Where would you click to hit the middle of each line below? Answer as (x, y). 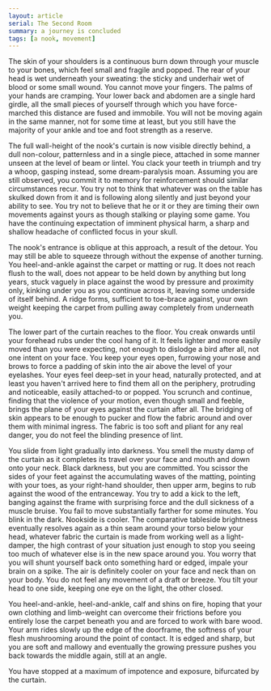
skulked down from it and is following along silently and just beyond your (129, 197)
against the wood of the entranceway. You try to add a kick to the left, (125, 494)
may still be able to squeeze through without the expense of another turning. (136, 256)
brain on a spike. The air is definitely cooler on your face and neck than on (132, 571)
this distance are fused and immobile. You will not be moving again (151, 113)
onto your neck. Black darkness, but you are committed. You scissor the (128, 468)
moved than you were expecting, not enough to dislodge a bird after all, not (134, 350)
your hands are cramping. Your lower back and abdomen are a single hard (132, 96)
